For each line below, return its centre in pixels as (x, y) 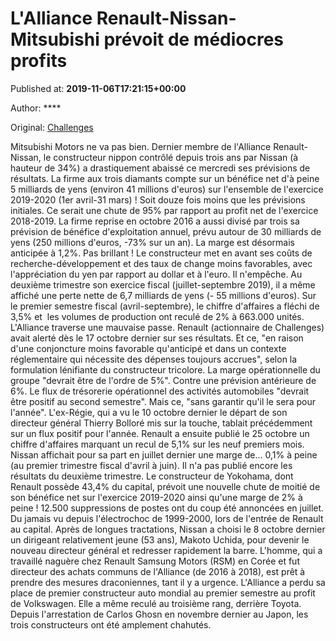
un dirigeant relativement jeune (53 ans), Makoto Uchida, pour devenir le (160, 539)
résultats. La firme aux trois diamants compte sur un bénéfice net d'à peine (165, 178)
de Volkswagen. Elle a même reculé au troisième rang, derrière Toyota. (156, 603)
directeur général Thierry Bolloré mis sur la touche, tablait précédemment (161, 423)
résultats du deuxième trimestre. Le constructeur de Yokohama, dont (152, 476)
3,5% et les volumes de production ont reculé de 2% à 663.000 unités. (157, 316)
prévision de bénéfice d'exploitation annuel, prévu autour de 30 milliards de (166, 231)
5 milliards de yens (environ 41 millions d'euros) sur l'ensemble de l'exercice (167, 189)
